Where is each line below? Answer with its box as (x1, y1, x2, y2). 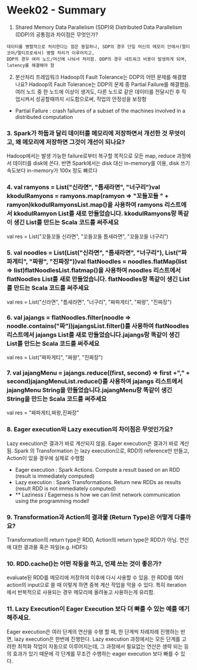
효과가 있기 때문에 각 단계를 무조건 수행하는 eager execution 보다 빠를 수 (12, 650, 179, 657)
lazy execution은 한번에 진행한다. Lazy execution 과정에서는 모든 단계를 (14, 635, 181, 642)
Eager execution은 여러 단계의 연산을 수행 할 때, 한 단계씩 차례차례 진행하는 (6, 628, 179, 635)
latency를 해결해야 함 (6, 62, 55, 68)
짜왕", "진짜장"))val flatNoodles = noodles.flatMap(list (32, 257, 187, 266)
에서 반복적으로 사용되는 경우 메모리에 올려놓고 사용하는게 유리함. (6, 589, 155, 596)
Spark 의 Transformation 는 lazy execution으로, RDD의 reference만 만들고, (14, 447, 189, 454)
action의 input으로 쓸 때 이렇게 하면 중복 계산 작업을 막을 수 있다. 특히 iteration (6, 581, 186, 589)
